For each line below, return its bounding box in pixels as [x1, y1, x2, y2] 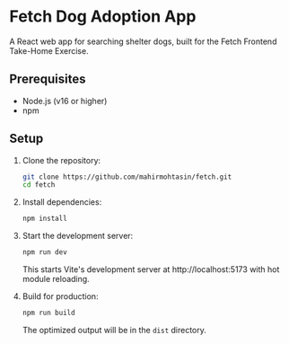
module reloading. [22, 274, 90, 285]
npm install [22, 214, 67, 224]
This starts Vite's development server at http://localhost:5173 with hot [22, 264, 280, 275]
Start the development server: [22, 231, 134, 242]
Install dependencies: [22, 197, 102, 207]
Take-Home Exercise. [9, 45, 89, 56]
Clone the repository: [22, 154, 101, 165]
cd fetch [22, 181, 56, 190]
